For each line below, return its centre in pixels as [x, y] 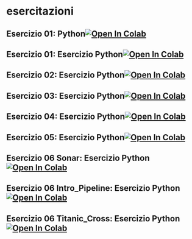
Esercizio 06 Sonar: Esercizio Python [78, 158]
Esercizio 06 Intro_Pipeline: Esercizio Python [93, 188]
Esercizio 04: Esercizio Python [66, 117]
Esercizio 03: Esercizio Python [66, 96]
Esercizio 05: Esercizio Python [66, 137]
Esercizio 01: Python [46, 34]
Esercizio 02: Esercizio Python [66, 75]
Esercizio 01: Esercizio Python [65, 54]
